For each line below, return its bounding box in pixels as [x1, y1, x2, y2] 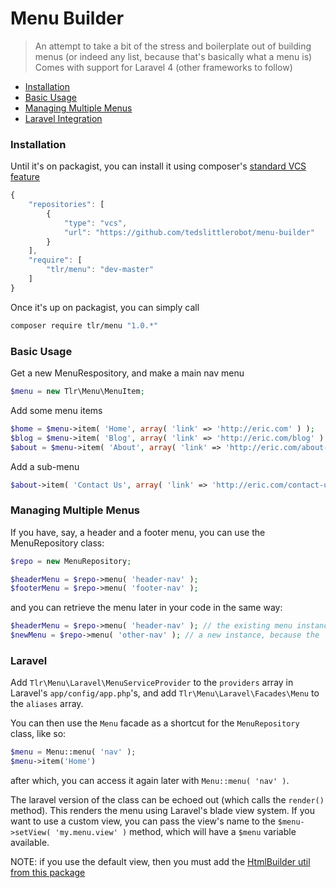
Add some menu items [10, 404, 103, 416]
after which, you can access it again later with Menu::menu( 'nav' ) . [10, 775, 290, 787]
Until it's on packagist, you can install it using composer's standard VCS [10, 160, 307, 172]
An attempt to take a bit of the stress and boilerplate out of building [34, 40, 312, 52]
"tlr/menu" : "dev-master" [46, 265, 155, 275]
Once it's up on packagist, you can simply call [10, 301, 200, 313]
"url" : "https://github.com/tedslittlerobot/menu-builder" [63, 227, 315, 237]
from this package [10, 867, 86, 879]
